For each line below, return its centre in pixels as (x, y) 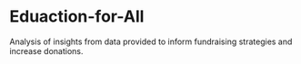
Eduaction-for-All (77, 17)
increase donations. (46, 50)
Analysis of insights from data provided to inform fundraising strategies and (151, 41)
